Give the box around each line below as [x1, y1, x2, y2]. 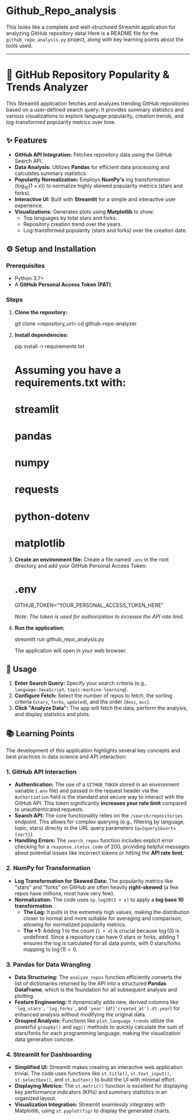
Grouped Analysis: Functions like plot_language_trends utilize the [14, 1017, 174, 1024]
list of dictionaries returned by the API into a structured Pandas [14, 980, 167, 987]
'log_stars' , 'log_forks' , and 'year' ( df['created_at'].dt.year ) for [14, 1005, 181, 1012]
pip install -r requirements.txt [14, 343, 85, 350]
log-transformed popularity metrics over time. [6, 118, 116, 125]
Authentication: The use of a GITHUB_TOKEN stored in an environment [14, 781, 180, 788]
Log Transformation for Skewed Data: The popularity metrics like [14, 877, 173, 884]
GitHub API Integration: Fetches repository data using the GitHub [14, 151, 173, 158]
